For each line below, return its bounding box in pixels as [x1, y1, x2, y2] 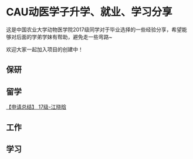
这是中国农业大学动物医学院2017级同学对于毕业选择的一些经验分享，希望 [6, 26, 182, 33]
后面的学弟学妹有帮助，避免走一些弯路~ [16, 33, 113, 40]
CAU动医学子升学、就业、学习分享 [6, 5, 172, 19]
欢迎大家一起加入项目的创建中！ [6, 45, 83, 53]
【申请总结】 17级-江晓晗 [6, 104, 66, 111]
